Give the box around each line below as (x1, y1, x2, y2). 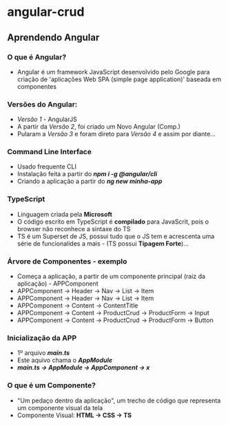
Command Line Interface (7, 147, 92, 157)
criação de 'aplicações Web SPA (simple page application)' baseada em (17, 75, 222, 83)
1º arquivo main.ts (17, 349, 70, 357)
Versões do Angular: (7, 99, 78, 109)
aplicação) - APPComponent (17, 279, 99, 288)
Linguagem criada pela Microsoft (17, 210, 112, 218)
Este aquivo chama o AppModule (17, 356, 113, 365)
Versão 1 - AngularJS (17, 115, 77, 124)
